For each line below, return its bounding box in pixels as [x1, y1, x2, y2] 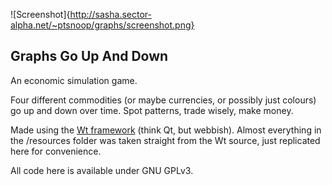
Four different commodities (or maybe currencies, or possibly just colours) [10, 94, 317, 106]
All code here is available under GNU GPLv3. [10, 164, 194, 176]
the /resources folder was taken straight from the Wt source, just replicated [10, 134, 321, 146]
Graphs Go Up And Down [10, 48, 169, 65]
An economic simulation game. [10, 74, 138, 86]
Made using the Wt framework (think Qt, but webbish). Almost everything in [10, 124, 322, 136]
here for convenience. [10, 145, 102, 157]
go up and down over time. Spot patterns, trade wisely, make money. [10, 104, 294, 116]
